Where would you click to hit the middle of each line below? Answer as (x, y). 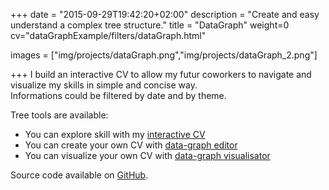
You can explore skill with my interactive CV (115, 134)
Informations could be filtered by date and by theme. (118, 95)
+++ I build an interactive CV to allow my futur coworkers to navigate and (161, 74)
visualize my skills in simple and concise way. (104, 85)
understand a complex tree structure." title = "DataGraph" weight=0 (150, 25)
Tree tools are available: (59, 115)
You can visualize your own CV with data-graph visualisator (147, 155)
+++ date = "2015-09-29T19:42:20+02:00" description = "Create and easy (165, 14)
